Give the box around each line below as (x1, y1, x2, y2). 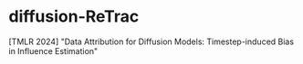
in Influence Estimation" (8, 45, 99, 56)
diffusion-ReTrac (8, 6, 140, 27)
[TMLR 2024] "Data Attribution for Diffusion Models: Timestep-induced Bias (8, 36, 294, 47)
